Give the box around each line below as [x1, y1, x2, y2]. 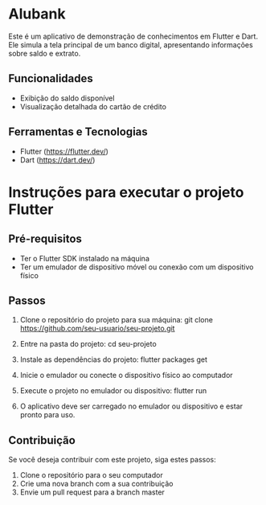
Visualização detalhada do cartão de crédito [19, 101, 167, 111]
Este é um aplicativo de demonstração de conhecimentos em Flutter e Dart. [8, 31, 259, 41]
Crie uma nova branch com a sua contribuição [19, 479, 174, 489]
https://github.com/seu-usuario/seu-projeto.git [19, 323, 175, 334]
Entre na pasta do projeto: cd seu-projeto [19, 339, 157, 349]
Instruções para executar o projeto [8, 183, 244, 201]
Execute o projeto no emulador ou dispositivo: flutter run [19, 386, 207, 396]
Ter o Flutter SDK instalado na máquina [19, 253, 150, 263]
